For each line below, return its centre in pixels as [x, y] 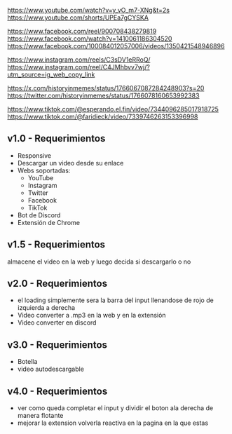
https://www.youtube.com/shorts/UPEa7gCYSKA [78, 18]
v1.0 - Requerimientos [56, 138]
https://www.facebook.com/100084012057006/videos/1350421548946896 [116, 46]
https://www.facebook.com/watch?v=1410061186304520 [90, 39]
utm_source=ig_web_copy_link [51, 74]
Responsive [34, 155]
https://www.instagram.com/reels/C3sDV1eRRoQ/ [79, 60]
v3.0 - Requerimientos [57, 345]
